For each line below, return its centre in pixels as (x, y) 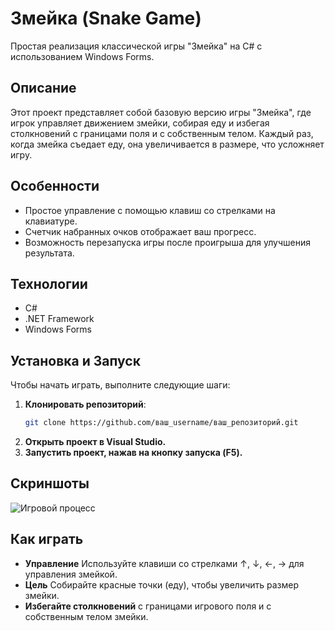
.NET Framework (59, 319)
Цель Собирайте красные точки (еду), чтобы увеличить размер (162, 584)
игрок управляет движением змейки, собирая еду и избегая (140, 123)
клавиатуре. (51, 221)
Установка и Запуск (75, 360)
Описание (43, 88)
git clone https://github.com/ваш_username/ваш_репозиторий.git (161, 423)
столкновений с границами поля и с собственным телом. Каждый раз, (162, 133)
